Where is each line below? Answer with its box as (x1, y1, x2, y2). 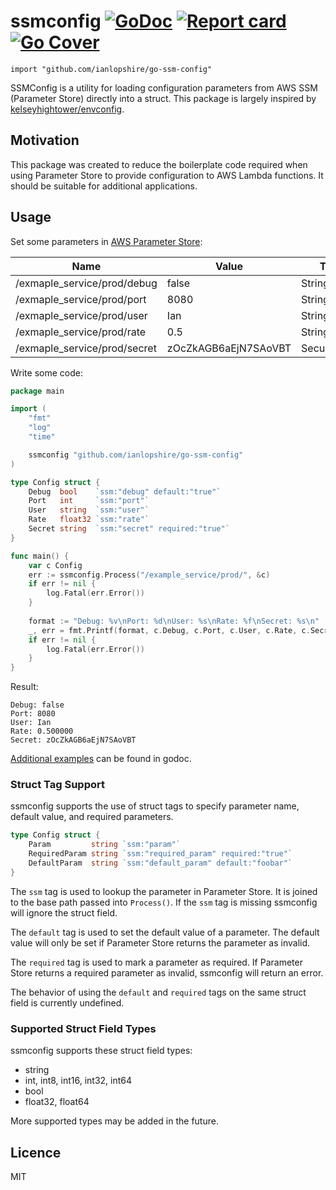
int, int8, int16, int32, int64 (24, 1075, 133, 1087)
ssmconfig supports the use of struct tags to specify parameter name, (10, 800, 300, 812)
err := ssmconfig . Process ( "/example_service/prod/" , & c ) (28, 570, 271, 580)
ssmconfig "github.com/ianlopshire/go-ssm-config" (28, 450, 244, 460)
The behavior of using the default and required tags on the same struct (10, 986, 307, 998)
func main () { (10, 551, 70, 561)
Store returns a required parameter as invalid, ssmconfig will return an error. (10, 966, 324, 979)
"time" (28, 432, 56, 442)
